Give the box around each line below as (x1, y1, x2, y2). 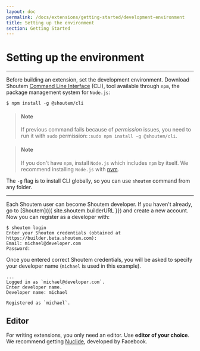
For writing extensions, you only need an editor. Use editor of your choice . (6, 331, 189, 339)
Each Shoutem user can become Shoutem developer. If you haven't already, (6, 200, 192, 208)
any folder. (6, 183, 33, 190)
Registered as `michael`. (6, 300, 70, 306)
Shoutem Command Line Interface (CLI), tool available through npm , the (6, 83, 180, 90)
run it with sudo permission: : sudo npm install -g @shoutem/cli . (20, 132, 177, 140)
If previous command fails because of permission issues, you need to (20, 126, 192, 133)
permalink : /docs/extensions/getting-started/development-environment (6, 14, 185, 20)
